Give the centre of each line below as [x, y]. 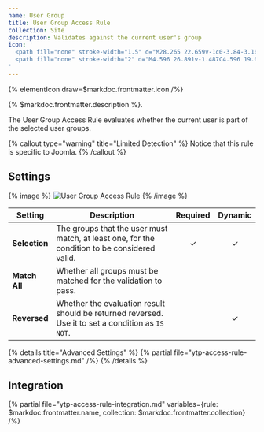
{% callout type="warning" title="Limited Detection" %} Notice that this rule [131, 143]
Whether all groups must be [107, 270]
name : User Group [37, 15]
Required [193, 215]
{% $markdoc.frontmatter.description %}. [75, 104]
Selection [30, 243]
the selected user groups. [50, 128]
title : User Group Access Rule [59, 23]
